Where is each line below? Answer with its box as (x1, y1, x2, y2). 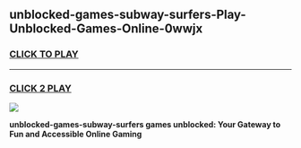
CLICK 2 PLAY (9, 82, 72, 94)
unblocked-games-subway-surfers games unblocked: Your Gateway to (9, 118, 281, 129)
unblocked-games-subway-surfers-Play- (9, 7, 246, 22)
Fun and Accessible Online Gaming (9, 128, 142, 139)
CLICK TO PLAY (9, 48, 79, 61)
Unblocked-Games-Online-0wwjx (9, 22, 203, 37)
